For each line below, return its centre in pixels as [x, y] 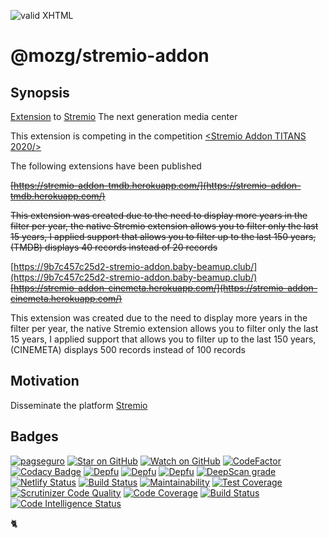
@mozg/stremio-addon [110, 56]
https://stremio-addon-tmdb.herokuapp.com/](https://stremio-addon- [157, 185]
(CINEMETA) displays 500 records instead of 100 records [128, 349]
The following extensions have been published [106, 166]
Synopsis [40, 92]
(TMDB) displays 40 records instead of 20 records [114, 247]
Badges [34, 436]
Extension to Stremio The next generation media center [124, 116]
